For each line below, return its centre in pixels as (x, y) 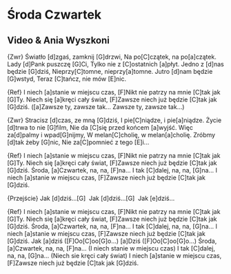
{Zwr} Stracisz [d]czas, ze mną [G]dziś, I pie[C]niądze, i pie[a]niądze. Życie (114, 120)
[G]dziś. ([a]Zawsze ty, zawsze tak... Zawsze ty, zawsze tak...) (96, 107)
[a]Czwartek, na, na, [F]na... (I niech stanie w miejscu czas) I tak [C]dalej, (111, 248)
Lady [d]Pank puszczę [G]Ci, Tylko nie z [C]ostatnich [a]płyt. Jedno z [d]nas (115, 64)
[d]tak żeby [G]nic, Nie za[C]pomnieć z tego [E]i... (78, 142)
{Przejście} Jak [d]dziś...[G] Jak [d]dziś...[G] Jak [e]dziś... (91, 198)
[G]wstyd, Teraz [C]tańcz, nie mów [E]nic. (67, 79)
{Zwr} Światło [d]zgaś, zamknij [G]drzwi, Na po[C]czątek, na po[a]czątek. (112, 57)
